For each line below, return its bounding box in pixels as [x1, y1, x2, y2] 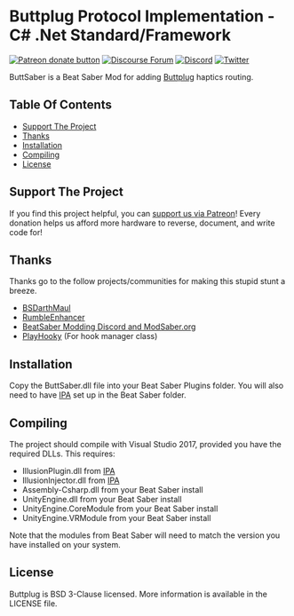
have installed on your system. [9, 540, 122, 549]
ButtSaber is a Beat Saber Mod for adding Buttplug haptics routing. [9, 71, 254, 82]
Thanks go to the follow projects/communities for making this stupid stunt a [9, 276, 286, 287]
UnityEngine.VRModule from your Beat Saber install [21, 513, 211, 523]
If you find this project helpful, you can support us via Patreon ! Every [9, 208, 261, 218]
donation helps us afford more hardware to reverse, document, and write [9, 217, 275, 228]
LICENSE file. [9, 597, 58, 609]
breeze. [9, 286, 37, 296]
